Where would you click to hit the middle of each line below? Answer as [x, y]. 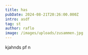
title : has [16, 10]
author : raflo [20, 28]
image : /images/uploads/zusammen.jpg [44, 33]
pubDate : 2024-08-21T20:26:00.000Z [42, 14]
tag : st [13, 24]
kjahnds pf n [18, 47]
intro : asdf [17, 19]
